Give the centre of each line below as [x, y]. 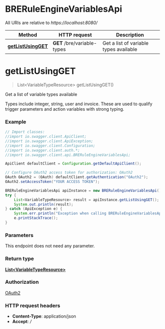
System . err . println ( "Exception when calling [60, 213]
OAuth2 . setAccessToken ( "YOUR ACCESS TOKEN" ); [52, 182]
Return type [20, 259]
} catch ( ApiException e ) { [34, 209]
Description [130, 34]
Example [16, 121]
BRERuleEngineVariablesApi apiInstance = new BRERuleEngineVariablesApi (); [84, 190]
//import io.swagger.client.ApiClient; [46, 137]
